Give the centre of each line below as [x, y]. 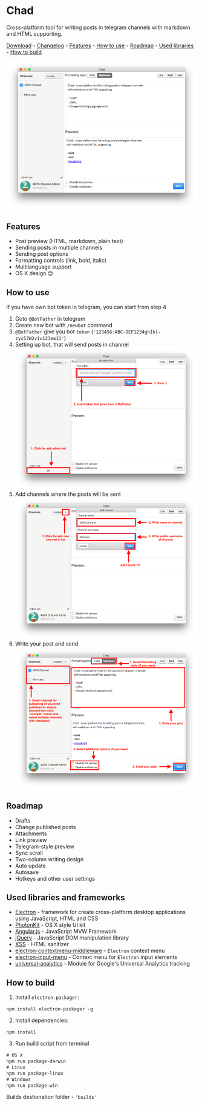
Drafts [23, 820]
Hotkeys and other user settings [55, 878]
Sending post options [41, 254]
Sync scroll [29, 853]
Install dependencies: [42, 1020]
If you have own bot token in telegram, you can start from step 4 [86, 307]
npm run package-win [32, 1086]
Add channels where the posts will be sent [68, 494]
